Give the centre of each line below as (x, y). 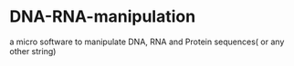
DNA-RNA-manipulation (103, 17)
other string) (33, 51)
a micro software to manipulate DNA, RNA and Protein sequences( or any (147, 42)
